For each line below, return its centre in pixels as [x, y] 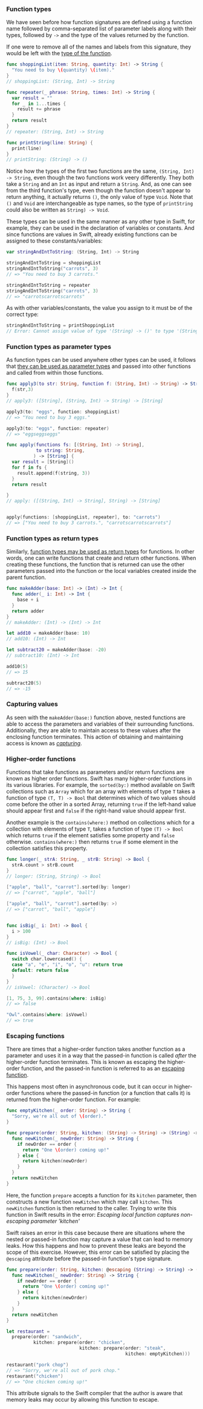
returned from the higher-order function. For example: [73, 1100]
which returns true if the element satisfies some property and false [91, 835]
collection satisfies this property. [47, 848]
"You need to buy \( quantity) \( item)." [63, 70]
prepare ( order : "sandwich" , [47, 1337]
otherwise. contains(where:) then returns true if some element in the [92, 842]
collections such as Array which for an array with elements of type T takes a [101, 791]
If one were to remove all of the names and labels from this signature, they [99, 47]
